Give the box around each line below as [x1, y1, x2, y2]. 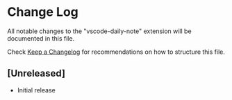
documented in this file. [7, 34, 75, 42]
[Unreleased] [7, 68, 66, 79]
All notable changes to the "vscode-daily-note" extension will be [7, 27, 192, 35]
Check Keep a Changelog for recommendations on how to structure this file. [7, 48, 226, 56]
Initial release [17, 86, 56, 94]
